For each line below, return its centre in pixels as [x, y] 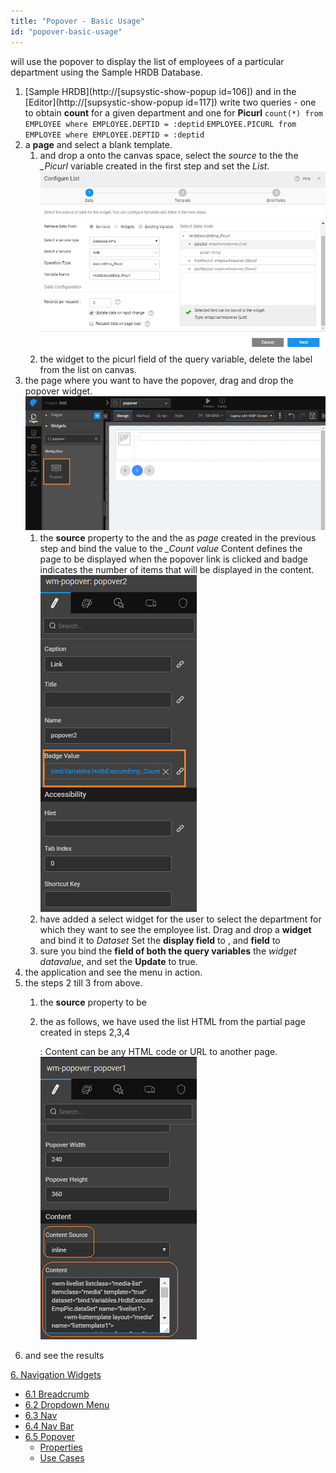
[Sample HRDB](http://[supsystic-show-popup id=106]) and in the [160, 91]
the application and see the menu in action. [113, 972]
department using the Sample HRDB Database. [106, 72]
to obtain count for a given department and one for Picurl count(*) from [174, 112]
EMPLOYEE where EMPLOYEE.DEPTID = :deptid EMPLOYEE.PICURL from [160, 124]
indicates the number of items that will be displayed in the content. [177, 570]
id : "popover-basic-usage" [66, 31]
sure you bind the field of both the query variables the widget [168, 951]
